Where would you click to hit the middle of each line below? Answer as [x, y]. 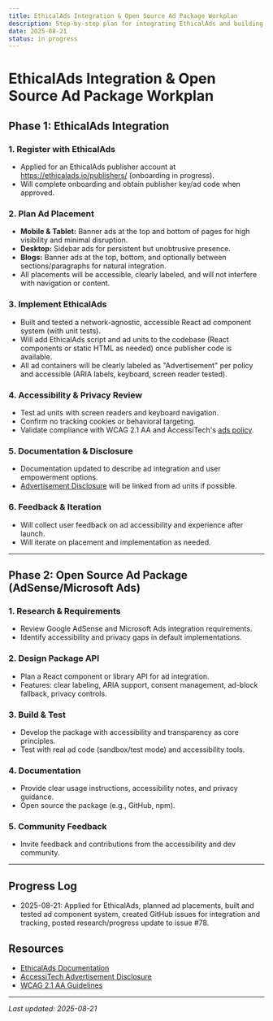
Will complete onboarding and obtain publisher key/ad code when [130, 185]
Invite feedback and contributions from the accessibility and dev [128, 844]
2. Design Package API [54, 658]
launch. [32, 533]
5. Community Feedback [58, 827]
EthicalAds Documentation [65, 968]
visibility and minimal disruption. [74, 240]
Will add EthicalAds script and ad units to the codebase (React [124, 339]
